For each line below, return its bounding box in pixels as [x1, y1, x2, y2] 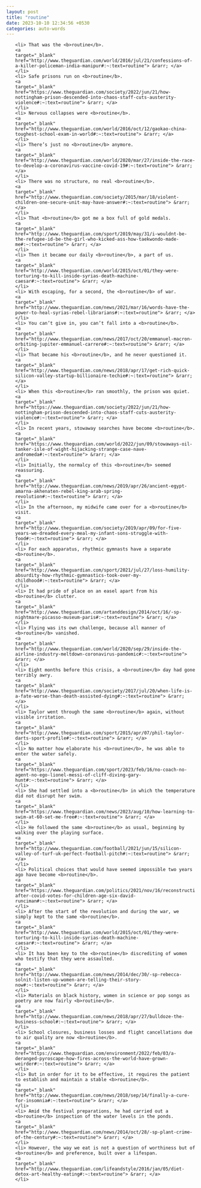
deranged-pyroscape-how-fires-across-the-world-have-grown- [14, 1056, 169, 1062]
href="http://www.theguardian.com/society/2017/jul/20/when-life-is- [14, 688, 193, 694]
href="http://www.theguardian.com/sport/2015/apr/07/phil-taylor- [14, 730, 185, 736]
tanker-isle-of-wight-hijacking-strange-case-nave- [14, 447, 147, 453]
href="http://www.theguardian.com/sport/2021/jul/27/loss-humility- [14, 567, 190, 573]
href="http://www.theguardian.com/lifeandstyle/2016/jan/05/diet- [14, 1166, 185, 1172]
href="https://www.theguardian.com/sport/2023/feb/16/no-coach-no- [14, 767, 187, 773]
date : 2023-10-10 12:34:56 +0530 [6, 20, 90, 26]
